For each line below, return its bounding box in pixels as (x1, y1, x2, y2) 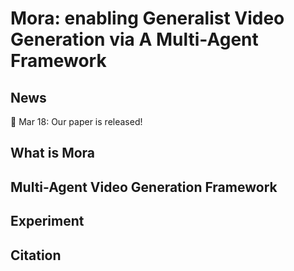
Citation (10, 247, 62, 264)
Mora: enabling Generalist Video (10, 7, 285, 30)
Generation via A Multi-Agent (10, 28, 259, 51)
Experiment (10, 213, 85, 230)
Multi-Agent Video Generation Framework (10, 178, 278, 196)
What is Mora (10, 145, 96, 162)
